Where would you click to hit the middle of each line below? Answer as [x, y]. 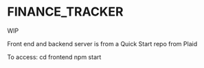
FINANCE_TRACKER [65, 12]
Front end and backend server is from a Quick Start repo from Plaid [102, 44]
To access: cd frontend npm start [54, 57]
